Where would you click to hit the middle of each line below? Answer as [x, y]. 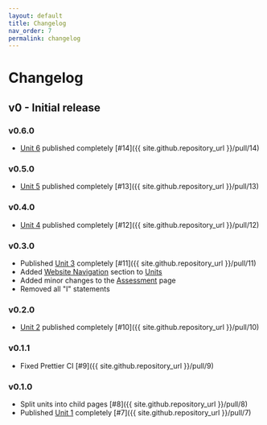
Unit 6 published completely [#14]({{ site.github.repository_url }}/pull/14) [140, 148]
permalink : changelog [45, 38]
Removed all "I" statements [65, 289]
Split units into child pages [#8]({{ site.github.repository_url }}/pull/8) [133, 404]
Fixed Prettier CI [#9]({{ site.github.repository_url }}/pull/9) [117, 365]
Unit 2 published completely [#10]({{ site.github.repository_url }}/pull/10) [140, 328]
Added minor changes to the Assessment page [98, 281]
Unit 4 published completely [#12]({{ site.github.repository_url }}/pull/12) [140, 225]
